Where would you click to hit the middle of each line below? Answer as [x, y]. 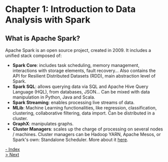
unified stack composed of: [33, 55]
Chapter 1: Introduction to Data [70, 9]
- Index [13, 149]
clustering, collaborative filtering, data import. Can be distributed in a [83, 113]
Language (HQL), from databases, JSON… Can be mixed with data [81, 92]
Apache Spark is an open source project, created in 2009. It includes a [78, 50]
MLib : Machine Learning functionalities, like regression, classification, [85, 108]
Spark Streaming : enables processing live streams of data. [73, 102]
